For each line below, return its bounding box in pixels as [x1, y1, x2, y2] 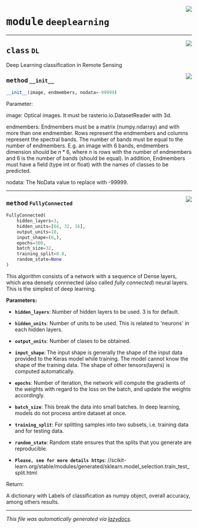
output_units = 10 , [16, 228, 60, 235]
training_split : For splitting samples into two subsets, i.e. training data [14, 421, 189, 428]
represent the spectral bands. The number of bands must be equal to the [6, 136, 183, 143]
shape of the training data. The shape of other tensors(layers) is [14, 361, 170, 368]
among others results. [6, 498, 60, 506]
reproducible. [14, 445, 48, 452]
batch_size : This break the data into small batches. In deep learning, [14, 403, 181, 410]
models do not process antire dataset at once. [14, 409, 127, 417]
